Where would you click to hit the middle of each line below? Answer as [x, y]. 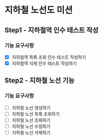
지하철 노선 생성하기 [31, 108]
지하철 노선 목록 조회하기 [36, 114]
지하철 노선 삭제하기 [31, 133]
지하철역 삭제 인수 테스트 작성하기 [44, 63]
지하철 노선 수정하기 [31, 126]
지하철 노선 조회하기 [31, 120]
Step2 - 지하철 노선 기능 [40, 81]
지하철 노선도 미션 [39, 10]
